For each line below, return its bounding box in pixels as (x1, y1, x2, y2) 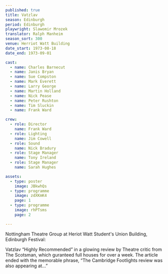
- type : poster (10, 178, 43, 184)
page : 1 (14, 198, 31, 203)
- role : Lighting (10, 131, 47, 136)
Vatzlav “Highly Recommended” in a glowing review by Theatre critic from (5, 246, 162, 252)
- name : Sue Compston (10, 74, 57, 80)
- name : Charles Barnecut (10, 65, 66, 70)
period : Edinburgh (5, 22, 45, 27)
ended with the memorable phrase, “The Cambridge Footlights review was (5, 257, 163, 263)
